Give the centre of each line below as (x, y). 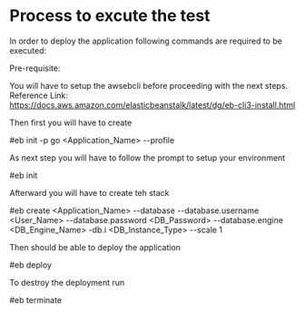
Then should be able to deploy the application (95, 247)
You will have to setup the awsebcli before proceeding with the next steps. (149, 85)
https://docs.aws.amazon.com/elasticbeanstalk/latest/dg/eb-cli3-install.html (152, 104)
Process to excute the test (110, 16)
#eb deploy (31, 265)
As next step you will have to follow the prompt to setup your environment (148, 157)
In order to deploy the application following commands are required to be (146, 41)
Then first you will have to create (71, 122)
